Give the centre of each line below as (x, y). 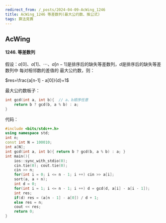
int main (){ (17, 156)
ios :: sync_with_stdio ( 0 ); (41, 161)
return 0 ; (24, 212)
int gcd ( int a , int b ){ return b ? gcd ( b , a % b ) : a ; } (65, 152)
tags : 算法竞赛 (19, 19)
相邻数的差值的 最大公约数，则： (61, 70)
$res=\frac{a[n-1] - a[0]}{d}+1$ (37, 80)
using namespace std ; (28, 133)
